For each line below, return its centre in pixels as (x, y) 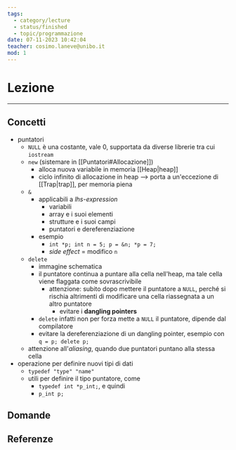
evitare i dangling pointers (98, 311)
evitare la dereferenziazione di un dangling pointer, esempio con (131, 333)
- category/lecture (42, 20)
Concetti (27, 123)
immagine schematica (70, 266)
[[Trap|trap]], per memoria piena (85, 184)
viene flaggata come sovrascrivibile (90, 281)
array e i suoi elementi (81, 214)
